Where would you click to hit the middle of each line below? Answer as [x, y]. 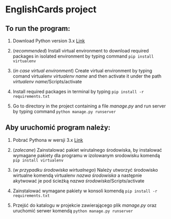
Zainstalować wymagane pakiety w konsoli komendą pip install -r [85, 191]
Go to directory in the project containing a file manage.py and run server [89, 106]
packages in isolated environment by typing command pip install [83, 56]
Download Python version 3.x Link [49, 41]
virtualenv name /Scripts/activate [47, 81]
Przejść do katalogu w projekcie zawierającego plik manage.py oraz [85, 205]
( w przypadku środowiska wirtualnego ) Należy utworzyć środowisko [85, 170]
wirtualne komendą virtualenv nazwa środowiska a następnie [77, 175]
